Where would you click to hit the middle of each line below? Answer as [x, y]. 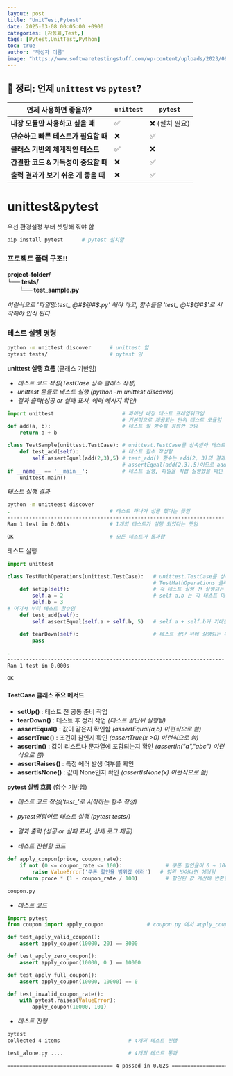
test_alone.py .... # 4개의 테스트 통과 [92, 1053]
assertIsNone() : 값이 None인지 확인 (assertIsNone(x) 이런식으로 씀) [113, 772]
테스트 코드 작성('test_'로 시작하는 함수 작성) [77, 802]
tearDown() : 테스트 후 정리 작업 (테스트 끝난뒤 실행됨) [92, 720]
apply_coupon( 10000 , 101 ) [70, 1007]
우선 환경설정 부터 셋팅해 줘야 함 [51, 227]
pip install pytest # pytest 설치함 [66, 240]
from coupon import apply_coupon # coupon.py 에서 [101, 925]
